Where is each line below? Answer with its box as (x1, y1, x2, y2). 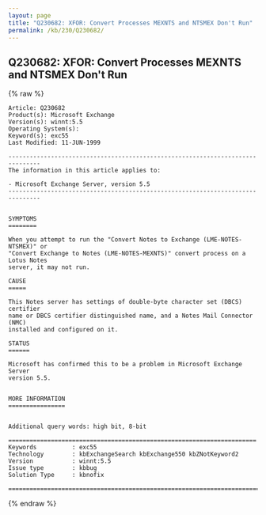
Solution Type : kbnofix (8, 471, 104, 479)
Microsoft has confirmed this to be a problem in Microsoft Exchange (8, 361, 243, 369)
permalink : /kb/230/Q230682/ (8, 26, 104, 34)
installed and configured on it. (8, 326, 119, 334)
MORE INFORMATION (8, 395, 66, 403)
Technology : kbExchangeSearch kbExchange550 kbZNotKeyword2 (8, 450, 239, 459)
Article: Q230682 (8, 104, 66, 112)
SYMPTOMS (8, 215, 37, 223)
